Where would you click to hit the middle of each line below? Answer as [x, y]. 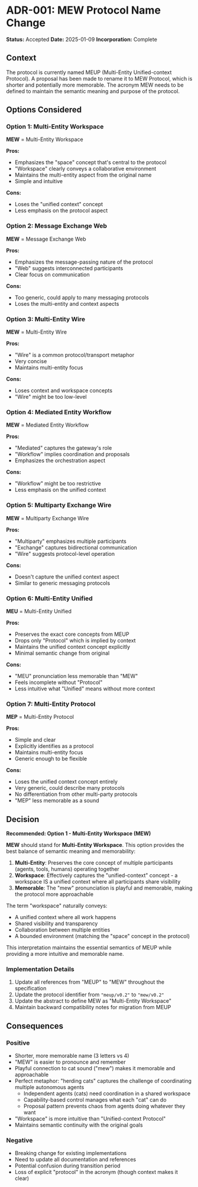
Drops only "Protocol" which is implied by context [75, 640]
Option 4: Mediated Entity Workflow [59, 412]
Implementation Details [40, 969]
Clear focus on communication [52, 274]
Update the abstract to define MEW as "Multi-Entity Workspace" [93, 1001]
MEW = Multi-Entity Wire [36, 332]
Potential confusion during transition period [67, 1166]
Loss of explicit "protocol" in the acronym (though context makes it [96, 1172]
